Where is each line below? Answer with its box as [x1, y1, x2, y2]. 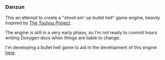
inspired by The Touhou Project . [5, 20, 72, 26]
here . [5, 50, 16, 56]
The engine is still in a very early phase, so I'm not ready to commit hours [5, 30, 157, 36]
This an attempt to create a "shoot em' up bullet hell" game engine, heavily [5, 15, 160, 21]
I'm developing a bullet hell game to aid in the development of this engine [5, 45, 157, 51]
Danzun [5, 3, 25, 10]
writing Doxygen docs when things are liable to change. [5, 35, 121, 41]
